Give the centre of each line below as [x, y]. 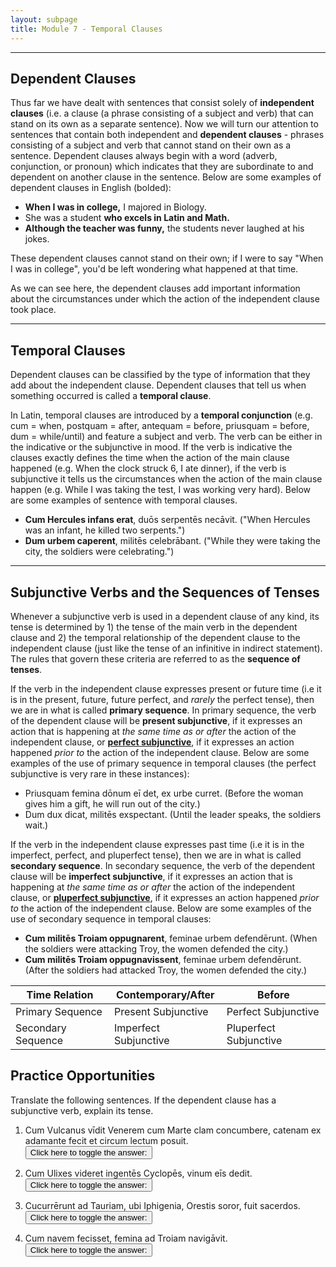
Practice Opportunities [83, 1076]
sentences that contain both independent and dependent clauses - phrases [167, 135]
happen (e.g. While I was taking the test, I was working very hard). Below [161, 490]
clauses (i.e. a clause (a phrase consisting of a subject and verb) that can [162, 113]
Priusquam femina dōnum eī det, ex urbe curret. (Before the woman [164, 793]
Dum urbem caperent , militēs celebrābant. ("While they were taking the [173, 541]
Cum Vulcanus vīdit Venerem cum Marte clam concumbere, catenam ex [173, 1130]
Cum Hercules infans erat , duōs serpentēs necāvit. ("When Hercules [167, 520]
